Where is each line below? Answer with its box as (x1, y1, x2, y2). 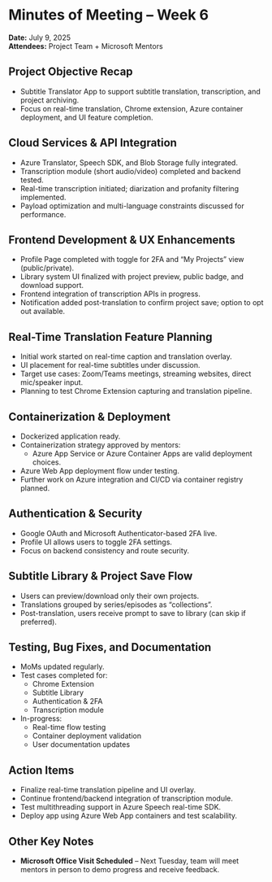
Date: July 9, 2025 (8, 33, 71, 42)
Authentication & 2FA (32, 696, 103, 706)
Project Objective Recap (8, 65, 133, 79)
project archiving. (19, 95, 80, 105)
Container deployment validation (32, 731, 142, 741)
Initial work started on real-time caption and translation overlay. (19, 351, 233, 361)
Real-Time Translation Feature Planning (8, 330, 213, 343)
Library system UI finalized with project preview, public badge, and (19, 272, 244, 282)
